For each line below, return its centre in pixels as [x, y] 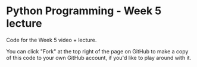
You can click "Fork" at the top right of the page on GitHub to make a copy [97, 51]
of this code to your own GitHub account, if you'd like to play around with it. [99, 58]
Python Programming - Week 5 [84, 11]
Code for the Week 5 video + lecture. [51, 40]
